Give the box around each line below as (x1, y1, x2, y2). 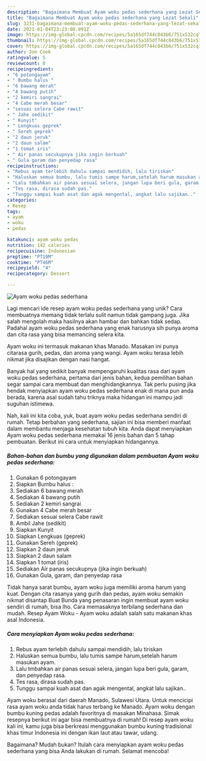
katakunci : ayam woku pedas (7, 237, 79, 243)
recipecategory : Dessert (7, 271, 70, 277)
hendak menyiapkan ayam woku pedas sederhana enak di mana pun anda (7, 387, 194, 394)
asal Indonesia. (7, 616, 45, 623)
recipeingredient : (7, 66, 54, 72)
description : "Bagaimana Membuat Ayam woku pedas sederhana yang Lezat (7, 9, 193, 15)
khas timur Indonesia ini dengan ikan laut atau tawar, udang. (7, 729, 158, 736)
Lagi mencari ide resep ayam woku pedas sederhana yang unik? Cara (7, 305, 183, 312)
